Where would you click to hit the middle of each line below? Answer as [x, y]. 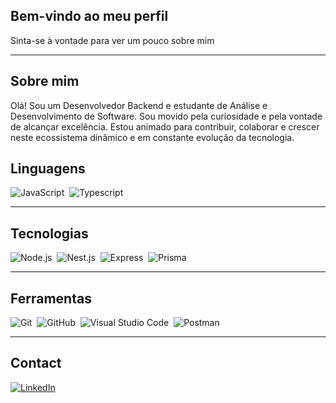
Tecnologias [49, 233]
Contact [36, 363]
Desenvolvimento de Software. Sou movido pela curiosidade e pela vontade [166, 116]
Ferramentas [51, 298]
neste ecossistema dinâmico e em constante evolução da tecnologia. [152, 137]
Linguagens [48, 169]
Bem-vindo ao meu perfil [89, 16]
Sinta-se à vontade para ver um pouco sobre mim [112, 40]
